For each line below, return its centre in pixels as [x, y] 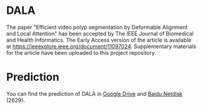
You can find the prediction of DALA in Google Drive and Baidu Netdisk [94, 93]
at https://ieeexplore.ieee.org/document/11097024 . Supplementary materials [101, 46]
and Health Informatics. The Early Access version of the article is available [99, 40]
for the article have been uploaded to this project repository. [81, 52]
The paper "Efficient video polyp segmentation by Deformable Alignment [97, 27]
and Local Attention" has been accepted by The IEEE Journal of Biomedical [100, 33]
